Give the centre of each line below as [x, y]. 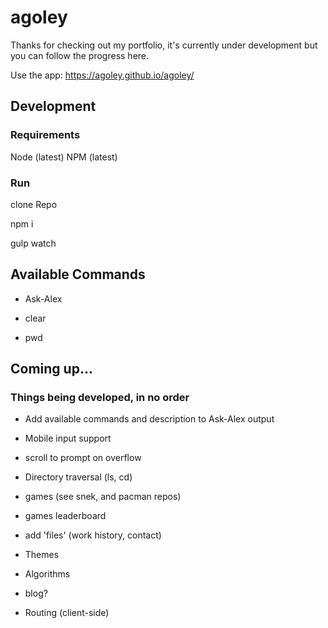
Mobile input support [68, 438]
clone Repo [34, 204]
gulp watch [33, 243]
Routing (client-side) [67, 613]
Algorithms [47, 574]
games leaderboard [65, 516]
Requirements [45, 135]
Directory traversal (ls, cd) [78, 477]
